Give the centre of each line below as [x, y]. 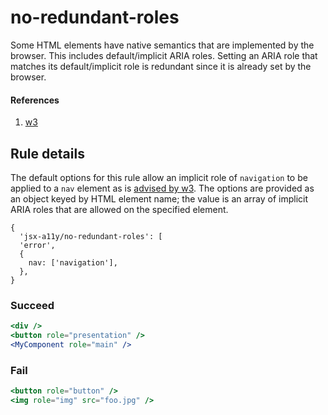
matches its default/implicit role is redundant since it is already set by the [161, 66]
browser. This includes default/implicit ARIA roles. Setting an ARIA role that [164, 55]
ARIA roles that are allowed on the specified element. [119, 209]
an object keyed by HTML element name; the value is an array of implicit [159, 198]
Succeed [32, 305]
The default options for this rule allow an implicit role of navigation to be [159, 177]
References [35, 100]
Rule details [47, 153]
